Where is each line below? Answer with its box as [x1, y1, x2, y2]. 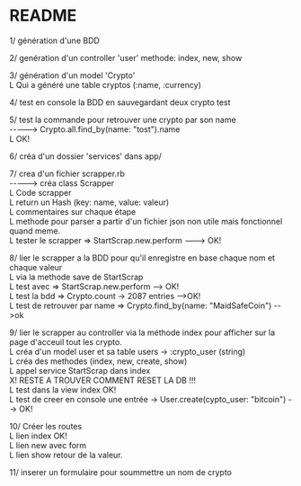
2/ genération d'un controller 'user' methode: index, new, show [9, 52, 243, 63]
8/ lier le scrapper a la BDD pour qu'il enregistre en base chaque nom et [9, 252, 276, 263]
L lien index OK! [9, 430, 67, 441]
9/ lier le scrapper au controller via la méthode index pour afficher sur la [9, 327, 276, 338]
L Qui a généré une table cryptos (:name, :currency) [9, 79, 202, 90]
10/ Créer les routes [9, 420, 83, 431]
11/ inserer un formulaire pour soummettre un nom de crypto [9, 466, 232, 477]
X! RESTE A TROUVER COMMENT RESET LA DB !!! [9, 375, 196, 385]
